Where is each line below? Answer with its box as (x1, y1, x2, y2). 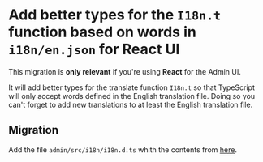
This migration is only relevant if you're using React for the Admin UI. (8, 66, 241, 76)
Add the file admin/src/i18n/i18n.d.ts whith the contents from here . (8, 144, 238, 155)
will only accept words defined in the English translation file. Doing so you (8, 91, 256, 100)
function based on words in (8, 23, 196, 41)
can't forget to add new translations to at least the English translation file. (8, 100, 253, 109)
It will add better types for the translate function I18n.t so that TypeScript (8, 83, 256, 92)
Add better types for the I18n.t (8, 6, 222, 24)
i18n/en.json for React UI (8, 40, 180, 58)
